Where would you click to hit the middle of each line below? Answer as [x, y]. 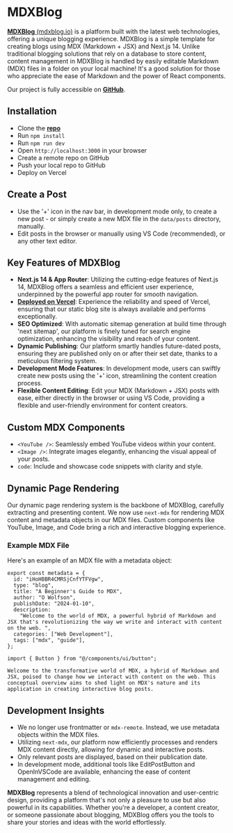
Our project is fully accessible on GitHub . [66, 89]
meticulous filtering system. [57, 361]
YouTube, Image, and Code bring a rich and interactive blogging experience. [116, 527]
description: [32, 610]
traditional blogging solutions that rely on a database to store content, [107, 54]
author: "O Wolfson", [45, 598]
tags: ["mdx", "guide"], [49, 641]
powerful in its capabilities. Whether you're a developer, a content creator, [113, 808]
